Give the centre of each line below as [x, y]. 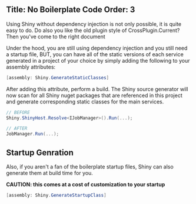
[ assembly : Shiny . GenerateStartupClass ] [57, 195]
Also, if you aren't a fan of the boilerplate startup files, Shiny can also [90, 167]
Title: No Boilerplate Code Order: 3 [71, 10]
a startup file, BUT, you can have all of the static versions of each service [95, 54]
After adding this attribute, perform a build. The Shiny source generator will [97, 89]
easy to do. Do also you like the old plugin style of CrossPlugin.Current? [93, 30]
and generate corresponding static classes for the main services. [85, 101]
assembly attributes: [31, 67]
